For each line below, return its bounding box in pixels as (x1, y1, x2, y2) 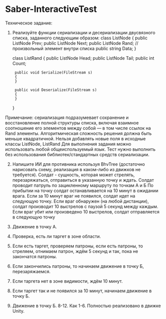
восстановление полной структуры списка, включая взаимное (5, 119, 139, 125)
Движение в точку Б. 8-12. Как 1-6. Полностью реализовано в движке (12, 303, 161, 309)
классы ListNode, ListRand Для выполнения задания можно (5, 141, 131, 147)
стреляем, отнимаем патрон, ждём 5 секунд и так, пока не (12, 248, 138, 254)
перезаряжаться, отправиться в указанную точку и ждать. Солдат (12, 177, 154, 183)
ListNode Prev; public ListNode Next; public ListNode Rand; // (12, 40, 139, 46)
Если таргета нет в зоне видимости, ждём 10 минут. (12, 278, 123, 284)
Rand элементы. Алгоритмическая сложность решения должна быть (5, 130, 152, 136)
